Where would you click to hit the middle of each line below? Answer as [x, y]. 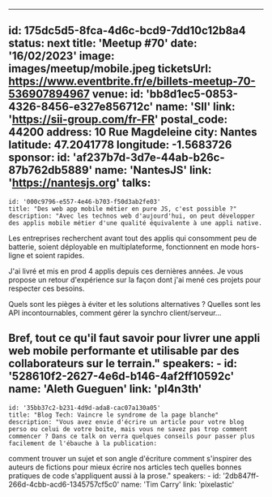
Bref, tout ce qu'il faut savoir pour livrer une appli [134, 338]
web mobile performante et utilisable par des [124, 351]
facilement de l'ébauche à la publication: [83, 443]
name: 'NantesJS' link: [153, 170]
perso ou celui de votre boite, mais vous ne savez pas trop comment [128, 429]
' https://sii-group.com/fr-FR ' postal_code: [118, 120]
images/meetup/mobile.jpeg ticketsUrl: [110, 69]
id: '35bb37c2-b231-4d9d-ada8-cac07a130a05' [85, 408]
